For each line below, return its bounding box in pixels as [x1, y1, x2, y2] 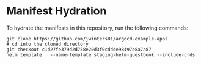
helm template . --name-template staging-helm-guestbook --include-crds [6, 51, 196, 58]
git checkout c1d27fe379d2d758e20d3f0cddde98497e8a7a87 [6, 46, 152, 53]
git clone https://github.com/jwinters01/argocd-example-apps [6, 36, 168, 42]
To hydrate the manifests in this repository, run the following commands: [6, 24, 189, 31]
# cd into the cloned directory [6, 41, 89, 47]
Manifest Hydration [6, 4, 107, 18]
